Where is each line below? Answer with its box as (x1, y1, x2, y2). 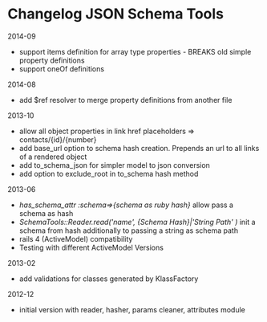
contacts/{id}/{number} (18, 134, 97, 145)
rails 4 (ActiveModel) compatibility (18, 234, 133, 243)
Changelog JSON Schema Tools (7, 5, 225, 23)
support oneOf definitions (18, 63, 105, 73)
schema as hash (18, 208, 74, 218)
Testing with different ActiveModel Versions (18, 243, 164, 252)
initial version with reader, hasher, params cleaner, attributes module (18, 304, 246, 314)
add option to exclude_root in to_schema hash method (18, 169, 199, 178)
